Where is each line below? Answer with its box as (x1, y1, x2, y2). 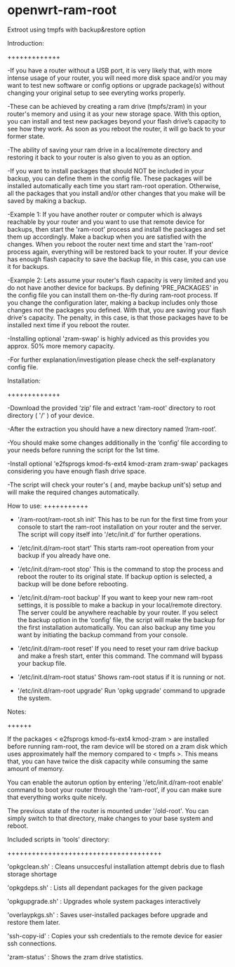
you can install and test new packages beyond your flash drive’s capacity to (7, 117, 227, 125)
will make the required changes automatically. (7, 487, 140, 496)
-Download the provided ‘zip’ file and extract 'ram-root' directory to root (7, 403, 216, 412)
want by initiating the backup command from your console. (17, 631, 188, 639)
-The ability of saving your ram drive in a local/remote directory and (7, 145, 203, 154)
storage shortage (7, 869, 58, 878)
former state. (7, 132, 45, 140)
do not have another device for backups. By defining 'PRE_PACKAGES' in (7, 283, 219, 291)
